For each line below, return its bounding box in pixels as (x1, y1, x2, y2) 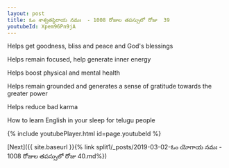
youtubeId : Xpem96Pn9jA (7, 23, 76, 30)
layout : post (7, 10, 45, 17)
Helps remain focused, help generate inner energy (7, 55, 151, 64)
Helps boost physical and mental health (7, 68, 120, 77)
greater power (7, 89, 48, 97)
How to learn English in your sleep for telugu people (7, 116, 156, 124)
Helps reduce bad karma (7, 103, 78, 111)
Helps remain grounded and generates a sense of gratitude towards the (7, 82, 212, 91)
